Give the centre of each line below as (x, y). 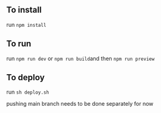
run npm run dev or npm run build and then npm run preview (80, 58)
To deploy (26, 77)
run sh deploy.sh (28, 92)
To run (19, 44)
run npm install (27, 24)
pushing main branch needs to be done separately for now (80, 104)
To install (24, 10)
